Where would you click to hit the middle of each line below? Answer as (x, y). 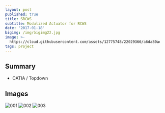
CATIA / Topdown (30, 78)
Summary (20, 66)
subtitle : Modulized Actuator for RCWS (46, 23)
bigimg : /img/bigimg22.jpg (33, 33)
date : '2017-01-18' (25, 28)
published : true (22, 14)
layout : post (18, 10)
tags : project (20, 46)
